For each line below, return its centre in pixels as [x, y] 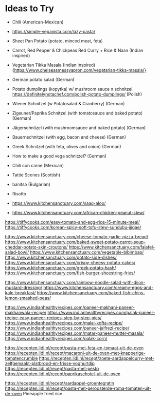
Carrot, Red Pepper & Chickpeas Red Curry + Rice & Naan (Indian [78, 50]
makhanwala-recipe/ [26, 312]
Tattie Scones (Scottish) [36, 175]
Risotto [19, 193]
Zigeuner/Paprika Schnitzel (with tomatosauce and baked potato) [77, 113]
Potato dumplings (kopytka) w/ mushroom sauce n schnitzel [72, 89]
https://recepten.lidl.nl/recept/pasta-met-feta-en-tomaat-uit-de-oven [74, 348]
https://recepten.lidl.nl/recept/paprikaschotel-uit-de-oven [63, 374]
